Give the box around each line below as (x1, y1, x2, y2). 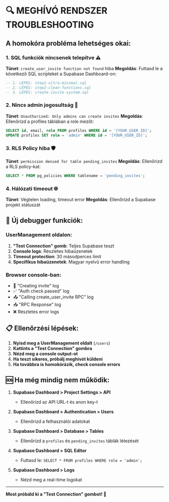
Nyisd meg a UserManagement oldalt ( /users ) (13, 340, 110, 346)
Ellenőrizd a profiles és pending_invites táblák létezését (20, 438, 139, 444)
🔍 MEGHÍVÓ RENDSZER (6, 5, 107, 17)
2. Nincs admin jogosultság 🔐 (6, 102, 78, 109)
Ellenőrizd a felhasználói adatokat (20, 418, 90, 424)
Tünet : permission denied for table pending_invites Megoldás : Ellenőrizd (6, 158, 162, 164)
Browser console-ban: (6, 271, 62, 278)
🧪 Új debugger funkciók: (6, 216, 83, 225)
